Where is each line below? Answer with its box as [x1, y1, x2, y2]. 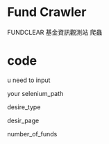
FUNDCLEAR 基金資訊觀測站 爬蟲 [7, 28, 103, 36]
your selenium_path [7, 89, 64, 97]
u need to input [7, 76, 51, 84]
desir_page [7, 116, 40, 125]
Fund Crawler [7, 4, 87, 20]
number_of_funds [7, 129, 58, 138]
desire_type [7, 102, 41, 111]
